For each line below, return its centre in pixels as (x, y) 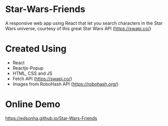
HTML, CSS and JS (32, 73)
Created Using (36, 49)
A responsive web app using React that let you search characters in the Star (84, 23)
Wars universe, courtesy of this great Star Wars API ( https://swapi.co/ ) (78, 28)
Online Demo (33, 104)
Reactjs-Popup (28, 68)
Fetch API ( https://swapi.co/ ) (42, 78)
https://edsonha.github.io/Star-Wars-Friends (51, 118)
